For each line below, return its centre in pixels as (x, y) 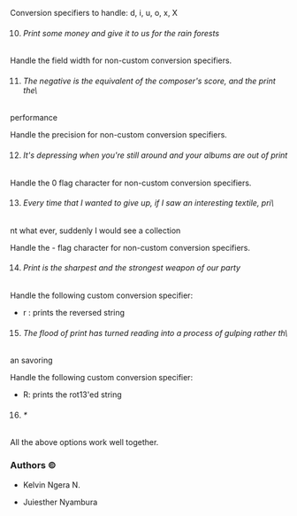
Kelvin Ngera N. (51, 485)
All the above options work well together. (84, 442)
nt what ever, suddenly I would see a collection (95, 231)
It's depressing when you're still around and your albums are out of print (155, 155)
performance (34, 118)
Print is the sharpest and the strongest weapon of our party (132, 268)
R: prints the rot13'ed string (72, 395)
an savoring (31, 360)
